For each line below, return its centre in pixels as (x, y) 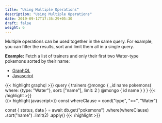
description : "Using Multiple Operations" (49, 14)
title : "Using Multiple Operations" (42, 9)
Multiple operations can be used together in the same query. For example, (79, 41)
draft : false (18, 23)
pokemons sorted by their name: (38, 61)
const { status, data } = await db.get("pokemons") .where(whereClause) (77, 110)
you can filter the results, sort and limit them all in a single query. (70, 47)
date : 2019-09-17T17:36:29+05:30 (39, 18)
